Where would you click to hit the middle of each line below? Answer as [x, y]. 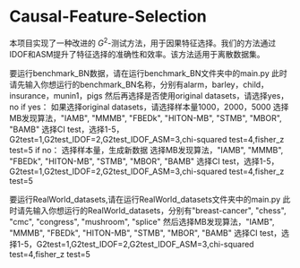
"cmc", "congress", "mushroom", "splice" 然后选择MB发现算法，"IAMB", [142, 221]
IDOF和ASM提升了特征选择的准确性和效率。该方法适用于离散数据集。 [137, 54]
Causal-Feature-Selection [108, 17]
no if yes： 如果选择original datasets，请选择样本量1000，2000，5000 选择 [149, 107]
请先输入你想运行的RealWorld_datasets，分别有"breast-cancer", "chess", [151, 210]
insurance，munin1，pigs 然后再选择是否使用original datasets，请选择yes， [149, 95]
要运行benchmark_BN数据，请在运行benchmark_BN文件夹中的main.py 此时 [149, 73]
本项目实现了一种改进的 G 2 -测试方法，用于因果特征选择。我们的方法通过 [142, 42]
